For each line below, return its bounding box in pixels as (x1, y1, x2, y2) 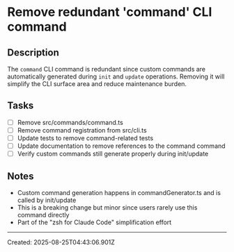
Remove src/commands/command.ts (17, 118, 123, 126)
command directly (17, 210, 70, 219)
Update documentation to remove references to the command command (17, 142, 226, 150)
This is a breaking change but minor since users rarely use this (17, 203, 198, 212)
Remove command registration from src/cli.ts (17, 126, 148, 134)
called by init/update (17, 196, 77, 204)
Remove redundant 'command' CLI (7, 4, 212, 20)
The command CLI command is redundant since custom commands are (7, 65, 206, 73)
